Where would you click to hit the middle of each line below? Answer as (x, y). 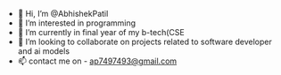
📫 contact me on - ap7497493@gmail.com (97, 61)
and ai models (43, 51)
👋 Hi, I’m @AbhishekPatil (63, 14)
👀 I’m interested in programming (77, 23)
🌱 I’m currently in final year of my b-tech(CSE (101, 32)
